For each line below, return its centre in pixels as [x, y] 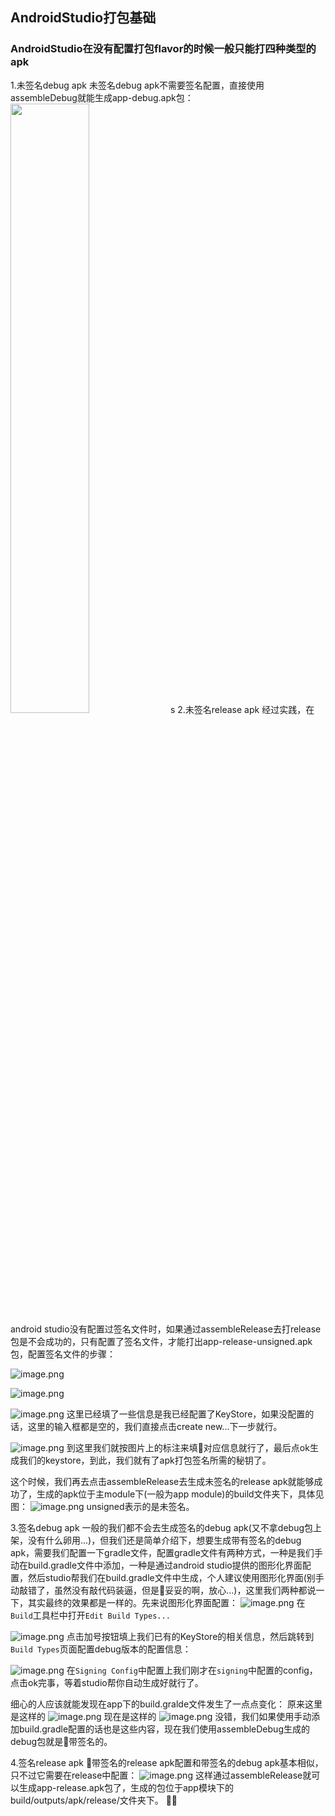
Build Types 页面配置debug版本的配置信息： [101, 1649]
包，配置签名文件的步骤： [63, 1354]
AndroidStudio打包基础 [83, 18]
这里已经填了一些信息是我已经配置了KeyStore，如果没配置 [186, 1414]
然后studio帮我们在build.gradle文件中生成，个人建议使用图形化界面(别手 [176, 1577]
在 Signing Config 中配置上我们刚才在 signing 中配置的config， [192, 1670]
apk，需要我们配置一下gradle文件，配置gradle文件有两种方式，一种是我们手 [166, 1552]
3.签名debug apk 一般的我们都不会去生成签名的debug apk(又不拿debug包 [162, 1527]
